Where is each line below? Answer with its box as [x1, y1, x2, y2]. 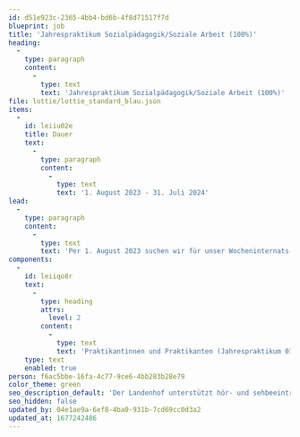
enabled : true [24, 363, 77, 372]
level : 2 [47, 313, 81, 323]
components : [8, 255, 53, 265]
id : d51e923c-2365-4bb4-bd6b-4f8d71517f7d [8, 13, 169, 22]
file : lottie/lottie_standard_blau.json [8, 96, 162, 106]
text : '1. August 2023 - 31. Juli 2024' [56, 188, 210, 197]
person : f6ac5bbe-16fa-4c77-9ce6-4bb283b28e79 [8, 371, 185, 381]
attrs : [40, 305, 65, 314]
